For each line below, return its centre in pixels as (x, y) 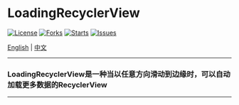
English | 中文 (27, 47)
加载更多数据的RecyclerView (58, 84)
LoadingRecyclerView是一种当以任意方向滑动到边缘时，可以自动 (119, 74)
